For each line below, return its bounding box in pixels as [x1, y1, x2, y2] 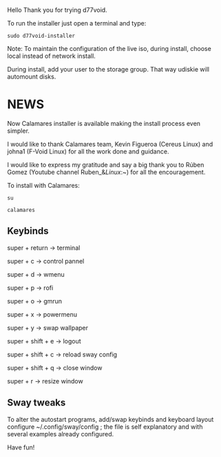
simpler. [7, 127, 30, 135]
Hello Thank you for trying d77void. [7, 6, 108, 14]
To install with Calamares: [7, 181, 81, 189]
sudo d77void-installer [7, 32, 76, 39]
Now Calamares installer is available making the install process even [7, 119, 201, 127]
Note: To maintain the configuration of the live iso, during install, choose [7, 45, 211, 52]
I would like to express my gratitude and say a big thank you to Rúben [7, 160, 204, 169]
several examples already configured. [7, 429, 114, 438]
